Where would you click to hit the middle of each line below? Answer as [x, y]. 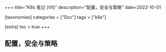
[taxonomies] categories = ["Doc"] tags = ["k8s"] [55, 17]
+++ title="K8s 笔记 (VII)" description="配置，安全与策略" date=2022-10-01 [83, 7]
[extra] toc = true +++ [27, 27]
